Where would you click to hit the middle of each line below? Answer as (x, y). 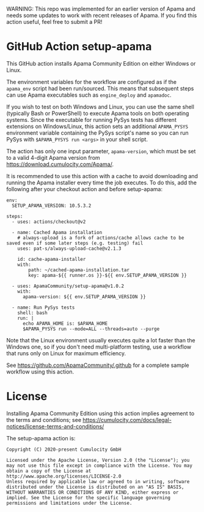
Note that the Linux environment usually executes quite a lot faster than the (101, 340)
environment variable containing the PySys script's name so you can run (98, 133)
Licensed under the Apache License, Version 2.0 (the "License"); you (98, 460)
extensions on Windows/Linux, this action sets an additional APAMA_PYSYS (97, 126)
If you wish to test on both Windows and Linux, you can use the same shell (100, 107)
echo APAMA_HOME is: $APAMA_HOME (65, 323)
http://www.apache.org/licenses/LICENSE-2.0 (64, 476)
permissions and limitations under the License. (69, 503)
